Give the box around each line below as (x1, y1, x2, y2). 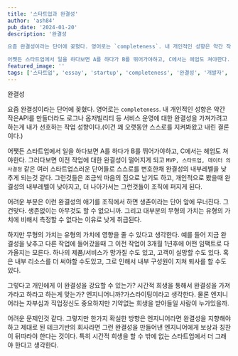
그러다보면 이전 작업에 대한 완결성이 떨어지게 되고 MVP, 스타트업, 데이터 (28, 155, 223, 164)
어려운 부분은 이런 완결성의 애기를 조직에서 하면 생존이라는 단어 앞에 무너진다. (7, 197, 222, 206)
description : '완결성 (7, 30, 67, 38)
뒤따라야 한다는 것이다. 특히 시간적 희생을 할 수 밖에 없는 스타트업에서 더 (14, 332, 214, 340)
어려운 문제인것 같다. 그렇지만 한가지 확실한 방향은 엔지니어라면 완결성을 (7, 314, 207, 323)
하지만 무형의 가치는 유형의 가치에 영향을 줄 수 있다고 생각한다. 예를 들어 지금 (7, 230, 220, 239)
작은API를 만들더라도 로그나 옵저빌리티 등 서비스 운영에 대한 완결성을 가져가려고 (7, 113, 228, 122)
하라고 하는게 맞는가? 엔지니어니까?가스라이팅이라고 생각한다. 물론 (26, 290, 210, 298)
